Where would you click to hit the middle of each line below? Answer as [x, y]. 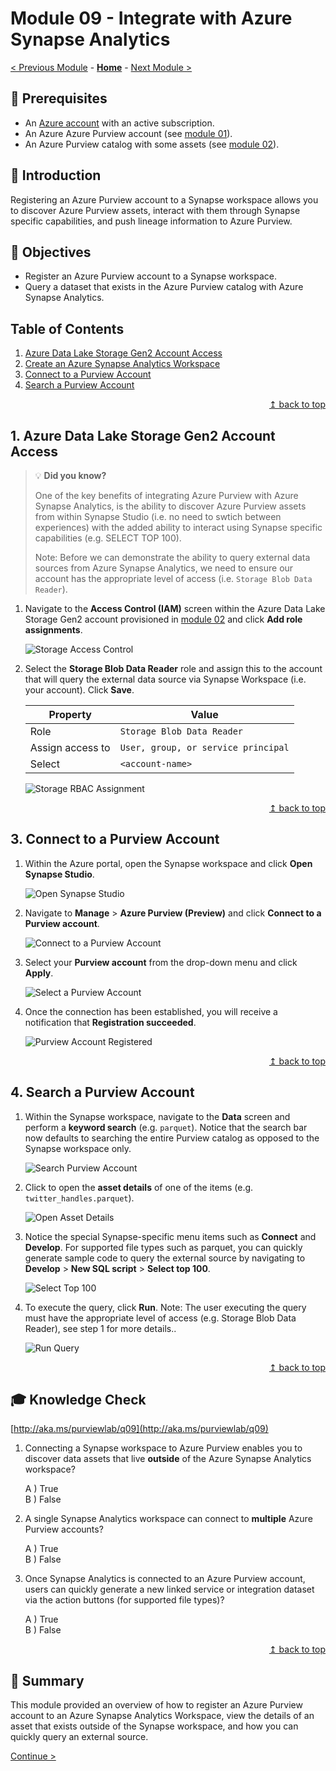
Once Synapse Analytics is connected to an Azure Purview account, [165, 1579]
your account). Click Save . [79, 690]
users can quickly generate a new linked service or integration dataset [169, 1589]
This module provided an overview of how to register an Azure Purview [156, 1705]
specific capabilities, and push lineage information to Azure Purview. [151, 221]
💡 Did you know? [70, 475]
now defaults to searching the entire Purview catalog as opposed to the [172, 1138]
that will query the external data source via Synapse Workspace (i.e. [165, 679]
